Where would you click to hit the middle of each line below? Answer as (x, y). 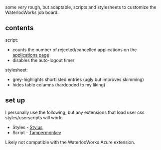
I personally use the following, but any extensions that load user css (75, 112)
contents (19, 28)
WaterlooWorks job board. (32, 12)
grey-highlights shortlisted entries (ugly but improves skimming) (78, 79)
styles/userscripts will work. (34, 117)
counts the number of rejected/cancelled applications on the (75, 50)
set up (15, 101)
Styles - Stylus (27, 127)
